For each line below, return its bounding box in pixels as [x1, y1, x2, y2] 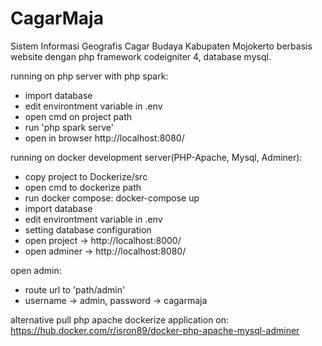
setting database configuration [24, 223, 152, 236]
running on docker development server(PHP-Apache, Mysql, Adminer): [10, 151, 303, 163]
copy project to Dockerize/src [24, 170, 148, 182]
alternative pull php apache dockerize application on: [10, 313, 230, 326]
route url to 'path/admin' [24, 283, 126, 296]
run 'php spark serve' [24, 121, 114, 133]
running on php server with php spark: [10, 70, 169, 82]
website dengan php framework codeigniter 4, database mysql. [10, 50, 272, 62]
